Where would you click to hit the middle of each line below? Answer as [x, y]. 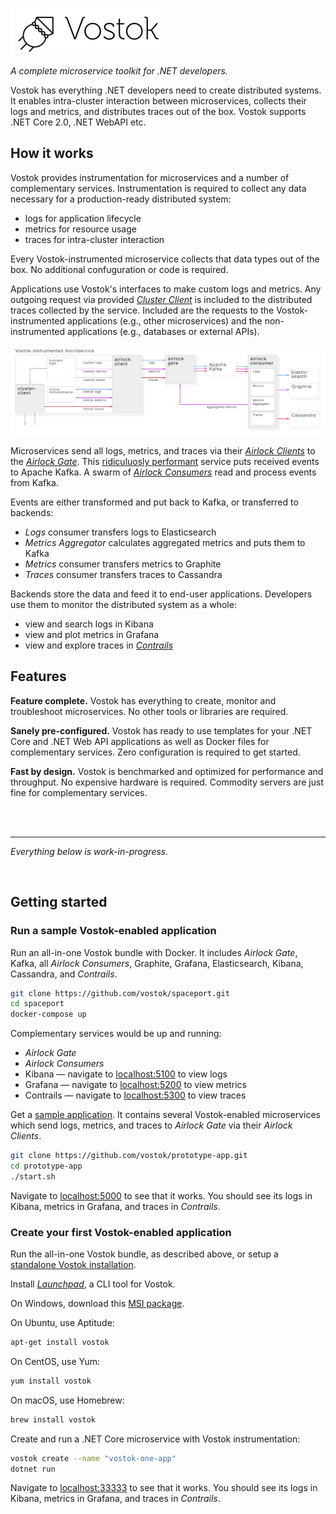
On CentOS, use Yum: [55, 1361]
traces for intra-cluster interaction [94, 239]
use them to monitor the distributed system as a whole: [123, 605]
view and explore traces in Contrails [99, 645]
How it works [52, 153]
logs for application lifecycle [83, 218]
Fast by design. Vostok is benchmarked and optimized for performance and [167, 771]
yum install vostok [51, 1381]
